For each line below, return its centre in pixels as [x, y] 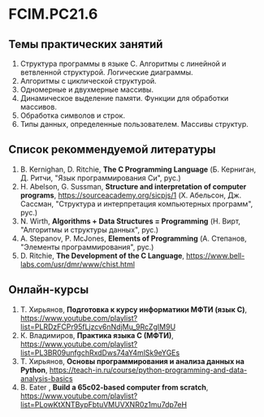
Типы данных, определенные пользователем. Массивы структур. [134, 124]
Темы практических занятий [86, 44]
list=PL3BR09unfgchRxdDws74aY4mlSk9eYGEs [100, 352]
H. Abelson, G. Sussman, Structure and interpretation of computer [133, 186]
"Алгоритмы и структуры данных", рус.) [89, 229]
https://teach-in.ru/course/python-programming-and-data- [148, 370]
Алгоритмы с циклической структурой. [88, 81]
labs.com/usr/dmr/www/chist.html [78, 264]
